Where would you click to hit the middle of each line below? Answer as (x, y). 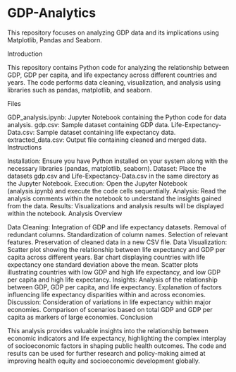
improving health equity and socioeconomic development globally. (104, 361)
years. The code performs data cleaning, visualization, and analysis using (114, 82)
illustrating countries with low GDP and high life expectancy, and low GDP (114, 272)
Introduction (25, 54)
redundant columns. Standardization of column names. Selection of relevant (118, 234)
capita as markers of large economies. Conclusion (80, 317)
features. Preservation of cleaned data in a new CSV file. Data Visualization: (117, 242)
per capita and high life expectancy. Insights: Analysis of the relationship (112, 280)
